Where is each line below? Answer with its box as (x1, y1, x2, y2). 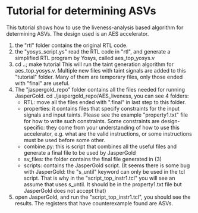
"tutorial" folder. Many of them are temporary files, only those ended (14, 73, 183, 80)
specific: (23, 124, 45, 131)
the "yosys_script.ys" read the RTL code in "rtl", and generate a (14, 48, 171, 55)
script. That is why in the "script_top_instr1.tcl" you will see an (23, 174, 175, 181)
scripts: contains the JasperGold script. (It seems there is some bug (23, 162, 190, 169)
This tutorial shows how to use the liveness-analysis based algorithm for (6, 24, 184, 31)
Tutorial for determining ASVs (6, 4, 156, 18)
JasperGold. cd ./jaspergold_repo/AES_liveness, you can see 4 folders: (14, 92, 189, 99)
